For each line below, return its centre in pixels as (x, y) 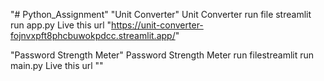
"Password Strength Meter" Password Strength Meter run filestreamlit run (162, 55)
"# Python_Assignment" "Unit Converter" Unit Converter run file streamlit (161, 14)
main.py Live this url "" (57, 65)
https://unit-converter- (157, 25)
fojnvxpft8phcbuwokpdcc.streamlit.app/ (93, 35)
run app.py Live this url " (61, 25)
